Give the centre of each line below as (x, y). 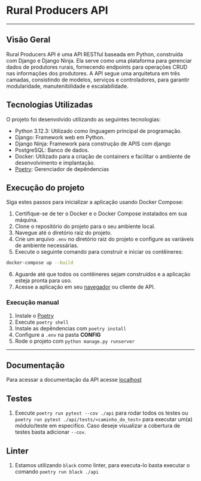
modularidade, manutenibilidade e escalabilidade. (67, 86)
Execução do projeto (45, 188)
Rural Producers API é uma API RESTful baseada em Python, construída (95, 54)
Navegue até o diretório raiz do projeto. (63, 233)
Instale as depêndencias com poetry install (71, 328)
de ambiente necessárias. (47, 245)
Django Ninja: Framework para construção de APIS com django (93, 144)
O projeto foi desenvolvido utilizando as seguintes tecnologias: (83, 119)
